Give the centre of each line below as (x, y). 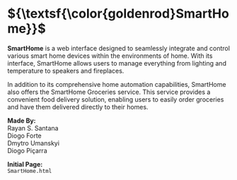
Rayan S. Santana (33, 128)
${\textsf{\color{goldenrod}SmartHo (118, 14)
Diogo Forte (25, 136)
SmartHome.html (30, 171)
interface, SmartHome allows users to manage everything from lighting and (117, 63)
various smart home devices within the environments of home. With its (110, 56)
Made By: (22, 120)
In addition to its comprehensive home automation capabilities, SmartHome (117, 84)
